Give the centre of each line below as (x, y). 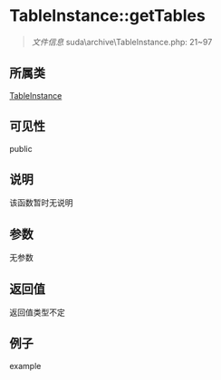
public (21, 148)
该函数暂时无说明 (41, 203)
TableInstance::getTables (107, 16)
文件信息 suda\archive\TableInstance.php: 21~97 (122, 42)
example (25, 366)
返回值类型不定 (37, 312)
